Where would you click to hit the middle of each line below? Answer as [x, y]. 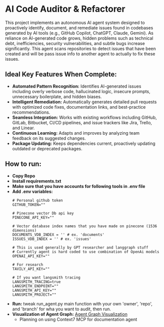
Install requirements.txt [37, 181]
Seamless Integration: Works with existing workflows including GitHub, [84, 117]
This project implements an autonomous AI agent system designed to [75, 23]
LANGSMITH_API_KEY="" [34, 290]
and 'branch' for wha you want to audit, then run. [61, 309]
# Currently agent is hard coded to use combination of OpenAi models [86, 252]
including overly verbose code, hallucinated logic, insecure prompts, [81, 91]
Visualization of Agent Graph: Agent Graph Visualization [70, 314]
